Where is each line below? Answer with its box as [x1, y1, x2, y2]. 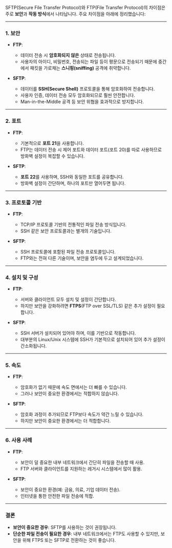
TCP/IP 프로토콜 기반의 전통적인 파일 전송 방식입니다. [20, 221, 127, 227]
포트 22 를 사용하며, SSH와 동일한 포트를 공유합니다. [20, 174, 124, 180]
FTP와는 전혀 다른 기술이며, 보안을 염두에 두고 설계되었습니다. [20, 255, 144, 261]
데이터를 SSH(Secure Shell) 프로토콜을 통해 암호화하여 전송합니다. [20, 86, 155, 92]
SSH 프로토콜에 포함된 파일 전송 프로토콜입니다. [20, 248, 116, 255]
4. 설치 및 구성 [5, 273, 38, 281]
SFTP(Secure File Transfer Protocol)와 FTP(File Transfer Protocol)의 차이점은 [5, 5, 166, 10]
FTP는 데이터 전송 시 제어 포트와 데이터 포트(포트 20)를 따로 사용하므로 [20, 146, 162, 153]
